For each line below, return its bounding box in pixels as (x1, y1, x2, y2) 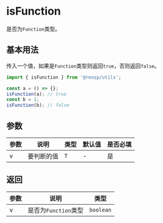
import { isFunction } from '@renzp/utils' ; (6, 74, 121, 80)
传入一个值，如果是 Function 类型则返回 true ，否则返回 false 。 (6, 62, 160, 69)
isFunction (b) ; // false (6, 102, 70, 108)
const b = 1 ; (6, 96, 40, 103)
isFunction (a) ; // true (6, 91, 67, 97)
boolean (89, 206, 112, 213)
